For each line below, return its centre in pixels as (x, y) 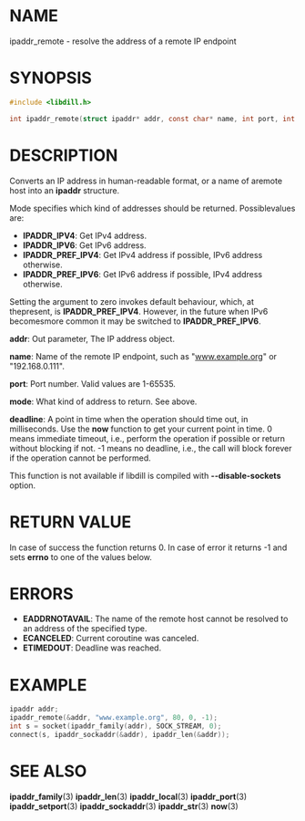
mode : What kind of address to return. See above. (103, 401)
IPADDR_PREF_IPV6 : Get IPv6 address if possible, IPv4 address (142, 274)
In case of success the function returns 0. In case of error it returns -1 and (148, 547)
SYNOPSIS (51, 78)
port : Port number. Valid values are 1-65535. (92, 383)
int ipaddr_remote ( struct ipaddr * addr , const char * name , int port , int (152, 119)
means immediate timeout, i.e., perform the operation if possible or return (147, 438)
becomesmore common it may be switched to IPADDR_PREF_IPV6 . (135, 321)
